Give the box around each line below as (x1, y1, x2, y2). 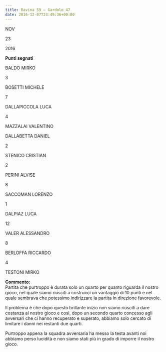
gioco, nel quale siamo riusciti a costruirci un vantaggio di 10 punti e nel (5, 289, 152, 295)
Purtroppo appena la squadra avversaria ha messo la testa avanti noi (5, 330, 146, 336)
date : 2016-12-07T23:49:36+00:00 (5, 12, 75, 17)
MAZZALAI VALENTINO (5, 123, 54, 129)
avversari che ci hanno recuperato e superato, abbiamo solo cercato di (5, 315, 151, 321)
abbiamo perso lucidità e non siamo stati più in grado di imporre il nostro (5, 335, 154, 341)
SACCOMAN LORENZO (5, 191, 53, 197)
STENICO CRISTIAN (5, 152, 46, 158)
